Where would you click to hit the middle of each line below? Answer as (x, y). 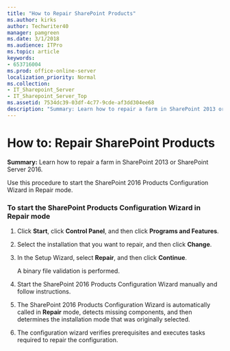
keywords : (21, 58)
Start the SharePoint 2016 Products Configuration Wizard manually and (117, 284)
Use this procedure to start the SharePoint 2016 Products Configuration (108, 182)
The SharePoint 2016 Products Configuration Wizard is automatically (114, 304)
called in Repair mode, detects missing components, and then (104, 312)
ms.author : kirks (32, 20)
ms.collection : (29, 84)
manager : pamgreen (33, 33)
